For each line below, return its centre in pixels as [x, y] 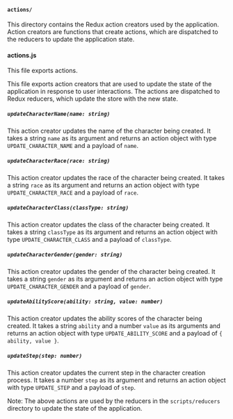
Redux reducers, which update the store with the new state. [93, 99]
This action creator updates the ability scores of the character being [105, 319]
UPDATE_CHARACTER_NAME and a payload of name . [73, 146]
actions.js [22, 55]
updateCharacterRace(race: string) [59, 161]
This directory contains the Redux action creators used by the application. [113, 24]
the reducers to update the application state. [71, 40]
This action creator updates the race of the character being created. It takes [116, 178]
